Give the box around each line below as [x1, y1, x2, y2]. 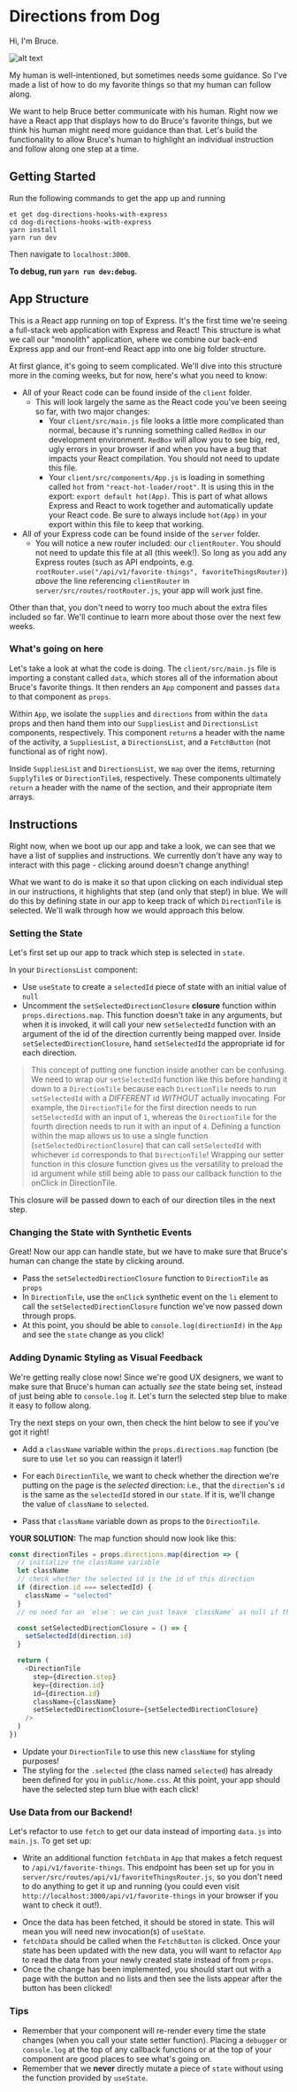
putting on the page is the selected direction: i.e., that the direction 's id [21, 1480, 286, 1490]
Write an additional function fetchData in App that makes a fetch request [21, 1853, 283, 1863]
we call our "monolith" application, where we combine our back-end [9, 334, 258, 345]
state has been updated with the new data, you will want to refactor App [21, 1945, 282, 1956]
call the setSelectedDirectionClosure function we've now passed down [21, 1301, 283, 1312]
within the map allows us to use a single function [30, 1130, 209, 1140]
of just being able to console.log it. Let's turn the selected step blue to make [9, 1390, 287, 1401]
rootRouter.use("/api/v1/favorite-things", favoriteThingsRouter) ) [34, 565, 288, 577]
